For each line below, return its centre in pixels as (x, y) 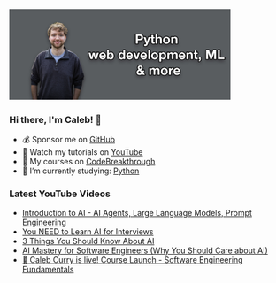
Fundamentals (48, 270)
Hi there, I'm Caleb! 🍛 (55, 119)
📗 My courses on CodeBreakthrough (88, 161)
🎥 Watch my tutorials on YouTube (82, 152)
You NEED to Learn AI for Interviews (88, 232)
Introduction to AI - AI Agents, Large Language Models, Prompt (137, 213)
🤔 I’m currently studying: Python (80, 171)
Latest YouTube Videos (60, 194)
